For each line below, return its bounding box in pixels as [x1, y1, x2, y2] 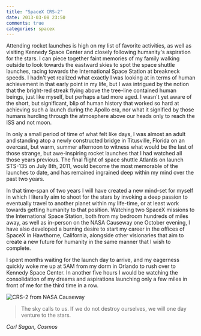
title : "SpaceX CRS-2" [6, 8, 63, 15]
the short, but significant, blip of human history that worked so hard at [6, 100, 179, 107]
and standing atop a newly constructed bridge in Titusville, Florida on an [6, 137, 185, 145]
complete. [6, 244, 31, 252]
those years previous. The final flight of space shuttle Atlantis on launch [6, 156, 184, 163]
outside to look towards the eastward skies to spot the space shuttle [6, 61, 175, 69]
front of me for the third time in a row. [6, 282, 99, 289]
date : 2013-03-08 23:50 [6, 14, 66, 20]
